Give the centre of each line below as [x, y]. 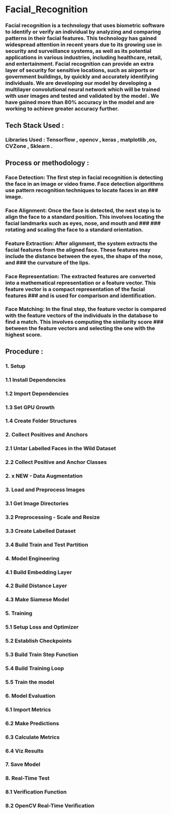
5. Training [19, 613]
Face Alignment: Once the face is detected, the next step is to [83, 210]
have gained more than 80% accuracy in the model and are [80, 102]
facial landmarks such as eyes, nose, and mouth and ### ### [83, 223]
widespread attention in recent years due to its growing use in [83, 45]
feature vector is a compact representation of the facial [75, 289]
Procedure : [24, 351]
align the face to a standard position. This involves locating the [85, 217]
